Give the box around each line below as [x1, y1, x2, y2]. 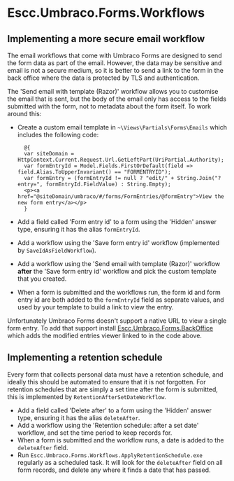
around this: [7, 110, 42, 118]
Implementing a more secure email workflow [7, 33, 205, 45]
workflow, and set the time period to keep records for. [17, 428, 173, 437]
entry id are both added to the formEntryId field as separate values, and [17, 295, 225, 304]
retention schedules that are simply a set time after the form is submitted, [7, 385, 219, 393]
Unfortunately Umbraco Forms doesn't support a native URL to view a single [7, 316, 227, 325]
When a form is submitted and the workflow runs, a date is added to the [17, 435, 224, 444]
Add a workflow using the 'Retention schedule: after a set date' [17, 421, 199, 429]
